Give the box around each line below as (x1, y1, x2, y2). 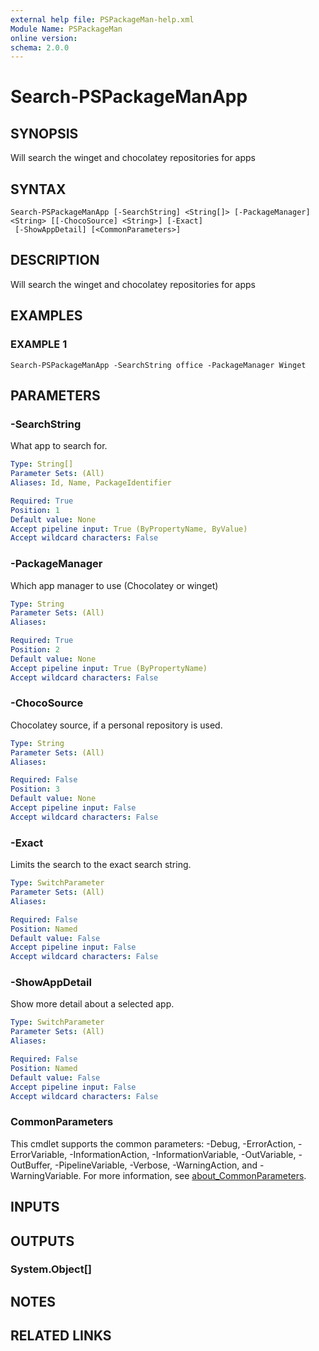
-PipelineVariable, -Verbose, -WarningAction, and (54, 1159, 258, 1171)
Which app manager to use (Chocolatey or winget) (10, 579, 219, 591)
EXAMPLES (10, 307, 83, 325)
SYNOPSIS (10, 125, 79, 142)
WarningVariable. (10, 1169, 82, 1181)
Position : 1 (10, 505, 60, 515)
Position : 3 (10, 784, 60, 795)
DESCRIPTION (10, 252, 100, 269)
